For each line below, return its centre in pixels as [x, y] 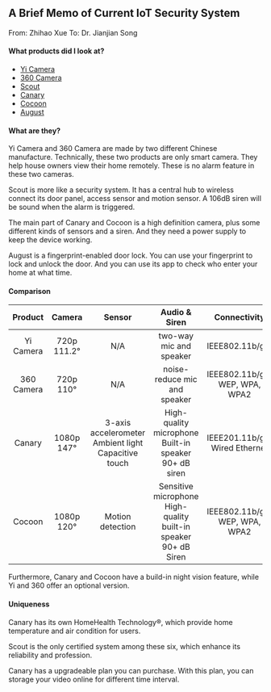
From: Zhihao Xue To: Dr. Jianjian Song [73, 32]
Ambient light [118, 443]
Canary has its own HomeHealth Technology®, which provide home [121, 622]
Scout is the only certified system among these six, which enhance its [124, 646]
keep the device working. [50, 240]
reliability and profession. [50, 655]
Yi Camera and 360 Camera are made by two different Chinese [113, 149]
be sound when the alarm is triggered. [72, 207]
